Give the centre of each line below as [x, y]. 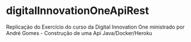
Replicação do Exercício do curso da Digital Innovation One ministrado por [95, 27]
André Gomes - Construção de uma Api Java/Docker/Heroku [79, 33]
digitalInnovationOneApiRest [77, 11]
